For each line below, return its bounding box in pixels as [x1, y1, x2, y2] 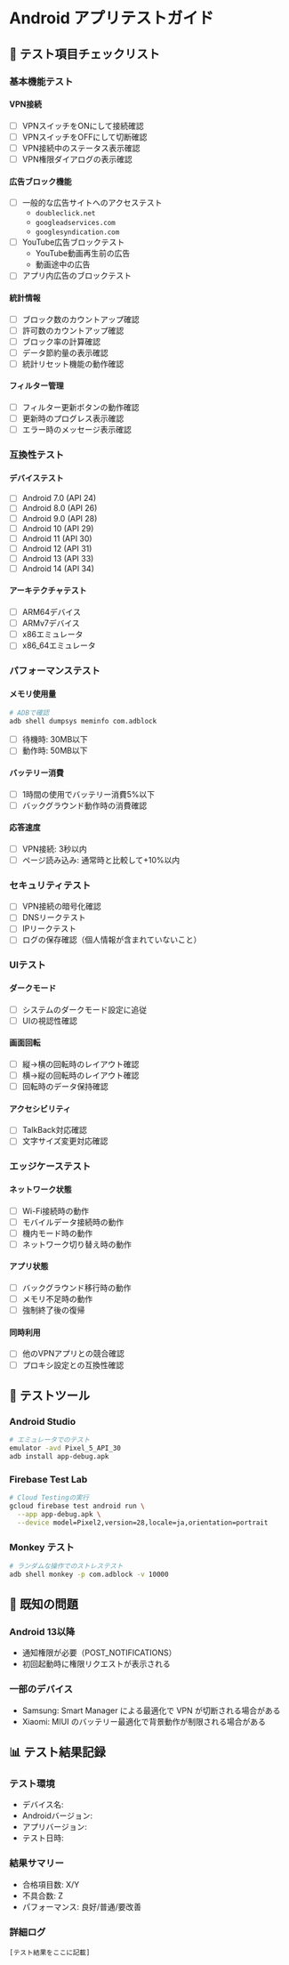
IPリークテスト [21, 923, 77, 934]
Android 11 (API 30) [21, 533, 92, 544]
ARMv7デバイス [21, 618, 80, 628]
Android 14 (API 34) [21, 562, 95, 574]
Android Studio [9, 1415, 76, 1427]
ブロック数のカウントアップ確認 [21, 313, 140, 325]
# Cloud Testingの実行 [9, 1493, 90, 1502]
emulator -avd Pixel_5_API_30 [9, 1443, 122, 1453]
